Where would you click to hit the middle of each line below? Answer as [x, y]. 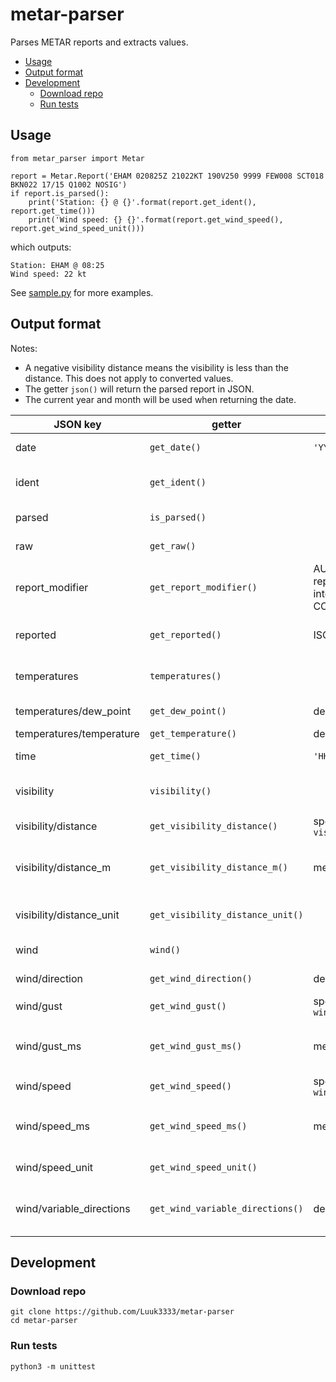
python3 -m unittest [53, 1366]
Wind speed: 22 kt [48, 274]
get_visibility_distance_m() [218, 867]
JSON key [77, 424]
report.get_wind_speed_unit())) [77, 228]
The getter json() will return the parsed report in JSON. [139, 389]
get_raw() [173, 546]
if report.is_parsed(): [60, 193]
